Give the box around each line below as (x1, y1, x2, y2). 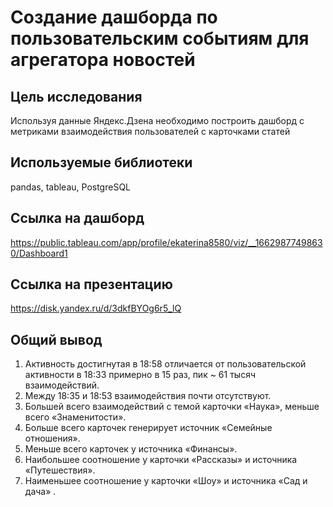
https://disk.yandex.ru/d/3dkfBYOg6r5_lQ (10, 302, 182, 315)
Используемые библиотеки (10, 154, 193, 171)
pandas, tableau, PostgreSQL (10, 181, 132, 193)
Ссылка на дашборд (10, 210, 145, 227)
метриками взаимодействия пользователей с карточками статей (10, 126, 291, 137)
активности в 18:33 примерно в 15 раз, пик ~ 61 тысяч (24, 369, 256, 381)
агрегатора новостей (10, 49, 196, 71)
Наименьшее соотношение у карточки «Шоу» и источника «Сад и (24, 475, 308, 487)
